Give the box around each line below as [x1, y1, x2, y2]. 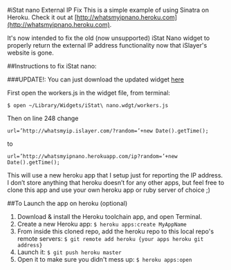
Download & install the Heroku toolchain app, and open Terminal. [17, 213, 203, 220]
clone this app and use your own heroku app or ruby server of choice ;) [7, 186, 211, 194]
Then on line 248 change [7, 114, 79, 122]
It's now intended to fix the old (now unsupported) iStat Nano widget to [7, 34, 210, 42]
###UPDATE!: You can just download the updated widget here [7, 75, 185, 84]
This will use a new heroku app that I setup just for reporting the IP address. [7, 171, 223, 179]
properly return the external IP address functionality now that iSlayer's [7, 41, 207, 49]
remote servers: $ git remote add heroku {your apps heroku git [17, 235, 204, 242]
